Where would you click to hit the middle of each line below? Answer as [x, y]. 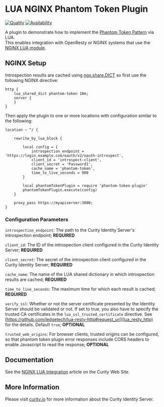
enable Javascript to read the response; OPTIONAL [57, 345]
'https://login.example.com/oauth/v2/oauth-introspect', [64, 156]
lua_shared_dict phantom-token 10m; [51, 94]
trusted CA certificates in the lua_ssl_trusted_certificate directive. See [79, 314]
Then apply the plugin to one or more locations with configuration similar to [81, 115]
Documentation [29, 360]
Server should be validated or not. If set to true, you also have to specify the [82, 309]
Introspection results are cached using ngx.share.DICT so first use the [76, 75]
